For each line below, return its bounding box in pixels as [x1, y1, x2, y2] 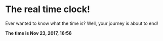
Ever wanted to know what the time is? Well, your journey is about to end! [5, 20, 158, 26]
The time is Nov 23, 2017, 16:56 [5, 30, 72, 36]
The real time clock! [5, 4, 90, 15]
